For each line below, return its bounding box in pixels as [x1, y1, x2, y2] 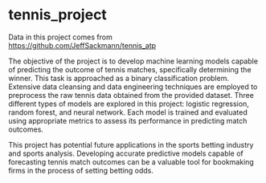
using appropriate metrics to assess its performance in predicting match [8, 116, 248, 125]
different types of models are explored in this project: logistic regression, [8, 99, 249, 108]
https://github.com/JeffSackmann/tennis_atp [8, 40, 157, 50]
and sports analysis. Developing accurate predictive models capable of [8, 148, 243, 158]
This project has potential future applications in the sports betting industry [8, 140, 254, 149]
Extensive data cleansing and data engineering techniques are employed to [8, 82, 258, 91]
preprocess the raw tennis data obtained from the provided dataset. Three [8, 90, 255, 100]
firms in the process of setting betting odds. [8, 165, 154, 175]
